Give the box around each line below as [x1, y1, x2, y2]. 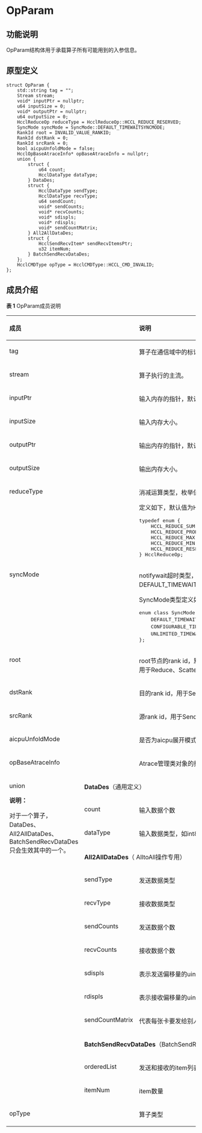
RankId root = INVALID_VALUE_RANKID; [17, 129, 112, 136]
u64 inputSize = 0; [17, 103, 66, 109]
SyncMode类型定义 [139, 595, 194, 604]
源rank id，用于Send [139, 712, 197, 721]
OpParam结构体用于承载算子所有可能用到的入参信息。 [6, 47, 140, 53]
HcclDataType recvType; [38, 193, 98, 199]
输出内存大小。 [139, 464, 182, 473]
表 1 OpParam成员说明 [6, 302, 61, 309]
